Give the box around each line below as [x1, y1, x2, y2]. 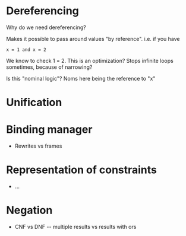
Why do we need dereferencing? [6, 24, 86, 31]
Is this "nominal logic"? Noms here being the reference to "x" [6, 75, 156, 82]
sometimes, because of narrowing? [6, 63, 93, 71]
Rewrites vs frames [14, 142, 62, 149]
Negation [6, 203, 53, 217]
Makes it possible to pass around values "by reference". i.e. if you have [6, 35, 180, 42]
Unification [6, 96, 62, 109]
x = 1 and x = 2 [6, 46, 46, 53]
